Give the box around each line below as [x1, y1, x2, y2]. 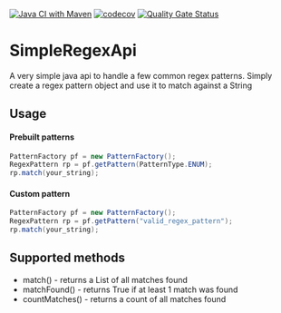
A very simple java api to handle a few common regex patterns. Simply [9, 70, 273, 81]
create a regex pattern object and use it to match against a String [9, 80, 253, 91]
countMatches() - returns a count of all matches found [22, 293, 227, 304]
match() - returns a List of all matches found [22, 274, 189, 285]
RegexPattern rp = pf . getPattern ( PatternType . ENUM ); [9, 160, 213, 170]
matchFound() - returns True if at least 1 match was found [22, 284, 238, 295]
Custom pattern [9, 188, 71, 199]
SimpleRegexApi [9, 41, 138, 61]
